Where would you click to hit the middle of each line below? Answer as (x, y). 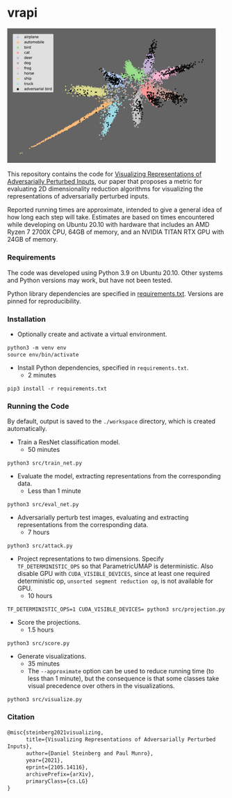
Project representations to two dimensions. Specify (91, 559)
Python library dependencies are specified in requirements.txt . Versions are (115, 293)
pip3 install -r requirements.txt (57, 389)
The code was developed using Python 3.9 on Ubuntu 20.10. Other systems (115, 272)
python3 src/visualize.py (44, 700)
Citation (21, 717)
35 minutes (44, 664)
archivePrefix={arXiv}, (60, 774)
